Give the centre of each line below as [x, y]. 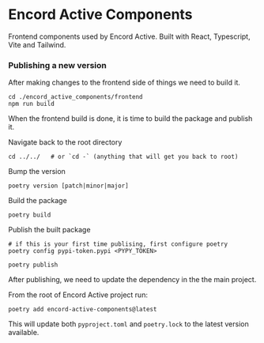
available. [24, 333]
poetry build [30, 215]
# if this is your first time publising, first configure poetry [118, 244]
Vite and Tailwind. [37, 44]
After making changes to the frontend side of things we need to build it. [124, 83]
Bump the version [37, 171]
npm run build [32, 104]
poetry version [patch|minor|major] [68, 186]
